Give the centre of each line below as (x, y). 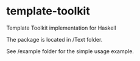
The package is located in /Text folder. (54, 39)
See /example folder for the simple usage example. (70, 51)
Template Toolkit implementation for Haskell (61, 28)
